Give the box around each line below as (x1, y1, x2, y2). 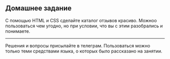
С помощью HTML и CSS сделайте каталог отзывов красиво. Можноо (5, 17, 157, 23)
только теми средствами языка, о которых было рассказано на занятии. (5, 48, 163, 54)
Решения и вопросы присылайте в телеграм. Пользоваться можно (5, 42, 150, 48)
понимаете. (5, 28, 30, 34)
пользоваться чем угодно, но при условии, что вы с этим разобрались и (5, 23, 163, 29)
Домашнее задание (5, 4, 72, 13)
